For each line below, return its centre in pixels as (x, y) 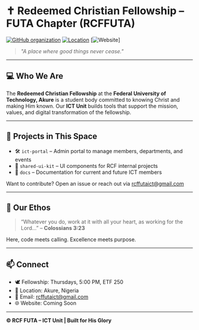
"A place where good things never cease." (72, 51)
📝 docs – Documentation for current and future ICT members (88, 172)
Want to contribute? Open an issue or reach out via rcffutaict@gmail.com (95, 183)
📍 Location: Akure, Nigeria (46, 290)
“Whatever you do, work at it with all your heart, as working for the (102, 222)
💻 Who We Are (35, 76)
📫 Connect (28, 264)
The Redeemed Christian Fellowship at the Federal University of (86, 93)
